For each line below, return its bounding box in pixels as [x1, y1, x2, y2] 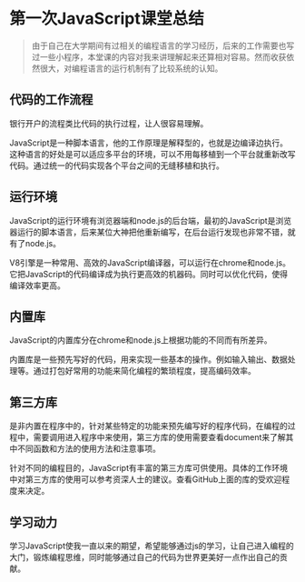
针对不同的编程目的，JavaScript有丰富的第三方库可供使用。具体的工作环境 [9, 463, 289, 474]
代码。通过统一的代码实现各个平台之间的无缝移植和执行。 [9, 160, 224, 171]
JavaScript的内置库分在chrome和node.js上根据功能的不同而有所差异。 [9, 335, 272, 346]
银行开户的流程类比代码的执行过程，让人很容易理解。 [9, 117, 209, 128]
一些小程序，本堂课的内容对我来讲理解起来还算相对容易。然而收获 [39, 51, 287, 62]
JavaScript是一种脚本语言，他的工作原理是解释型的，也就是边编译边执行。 [9, 137, 289, 148]
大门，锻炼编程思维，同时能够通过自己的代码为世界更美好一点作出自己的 [9, 552, 280, 562]
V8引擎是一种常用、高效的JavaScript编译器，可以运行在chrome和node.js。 [9, 256, 290, 268]
